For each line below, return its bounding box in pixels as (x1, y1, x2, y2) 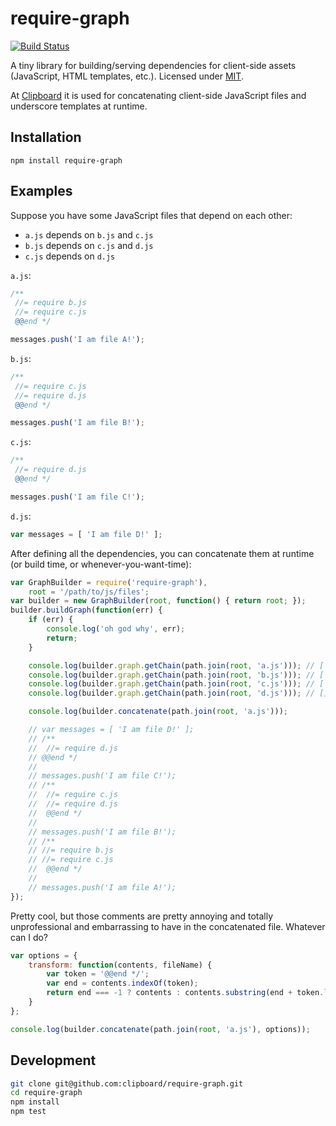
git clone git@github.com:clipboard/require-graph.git (10, 1078, 244, 1089)
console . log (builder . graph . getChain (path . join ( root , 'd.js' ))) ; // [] (28, 688, 329, 699)
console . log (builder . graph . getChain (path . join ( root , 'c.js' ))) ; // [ (28, 679, 325, 689)
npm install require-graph (10, 155, 123, 166)
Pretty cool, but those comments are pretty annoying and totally (10, 910, 274, 922)
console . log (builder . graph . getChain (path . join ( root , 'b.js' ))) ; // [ (28, 670, 325, 680)
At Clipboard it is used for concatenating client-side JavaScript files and (10, 89, 307, 101)
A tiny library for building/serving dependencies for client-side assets (10, 59, 297, 71)
